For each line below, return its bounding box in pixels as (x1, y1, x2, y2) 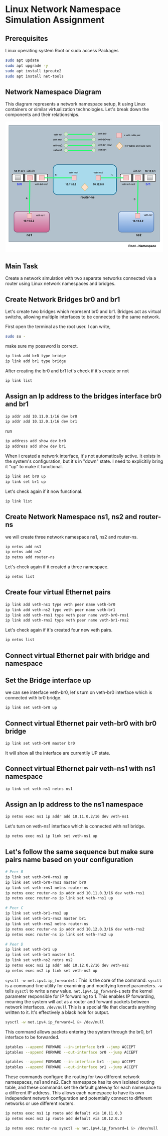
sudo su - (5, 334, 26, 339)
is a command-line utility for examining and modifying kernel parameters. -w (5, 982, 162, 988)
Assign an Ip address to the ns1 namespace (5, 800, 143, 809)
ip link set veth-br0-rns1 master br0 (5, 880, 86, 885)
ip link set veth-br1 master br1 (5, 952, 75, 958)
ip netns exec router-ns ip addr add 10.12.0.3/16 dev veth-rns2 (5, 926, 144, 932)
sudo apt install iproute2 (5, 68, 62, 73)
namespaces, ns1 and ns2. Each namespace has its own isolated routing (5, 1079, 154, 1085)
